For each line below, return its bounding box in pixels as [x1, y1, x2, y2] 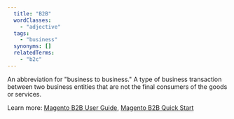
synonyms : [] [13, 43, 52, 50]
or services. [7, 90, 42, 98]
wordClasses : [13, 17, 52, 24]
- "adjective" [20, 23, 61, 30]
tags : [13, 29, 30, 37]
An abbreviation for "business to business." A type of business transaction [7, 75, 222, 83]
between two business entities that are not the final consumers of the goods [7, 82, 228, 91]
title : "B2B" [13, 10, 52, 17]
